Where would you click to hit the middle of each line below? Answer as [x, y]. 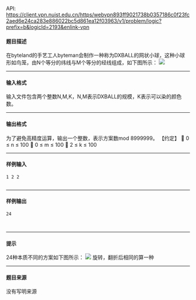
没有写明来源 [21, 291]
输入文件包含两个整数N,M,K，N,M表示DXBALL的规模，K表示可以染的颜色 [94, 96]
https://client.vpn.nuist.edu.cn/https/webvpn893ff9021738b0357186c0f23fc [98, 15]
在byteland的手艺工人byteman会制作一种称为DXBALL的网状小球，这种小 [93, 56]
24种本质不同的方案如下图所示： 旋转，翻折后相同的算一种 [80, 257]
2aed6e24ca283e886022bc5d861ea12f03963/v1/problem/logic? [84, 21]
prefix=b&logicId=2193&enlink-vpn [48, 27]
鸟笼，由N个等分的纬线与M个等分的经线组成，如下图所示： [87, 63]
